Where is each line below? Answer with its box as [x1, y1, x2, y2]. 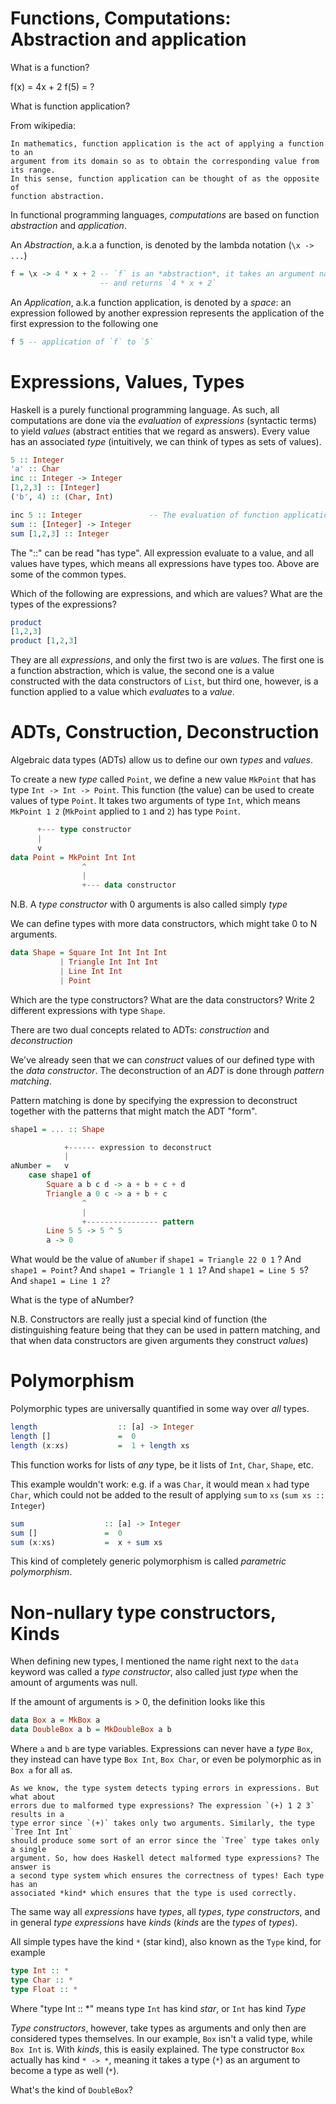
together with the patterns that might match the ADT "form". [10, 1105, 258, 1117]
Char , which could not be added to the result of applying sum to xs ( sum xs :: [10, 1488, 325, 1501]
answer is [10, 1862, 52, 1872]
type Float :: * [10, 1984, 78, 1994]
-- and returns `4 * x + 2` [99, 278, 217, 288]
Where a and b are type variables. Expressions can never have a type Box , [10, 1743, 314, 1755]
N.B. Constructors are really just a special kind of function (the [10, 1313, 268, 1326]
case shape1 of [28, 1170, 92, 1181]
